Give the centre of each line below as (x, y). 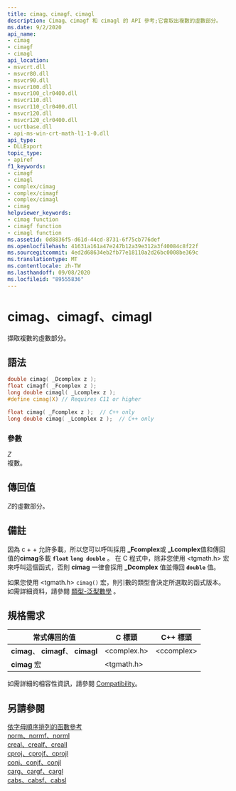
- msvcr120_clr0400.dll (43, 120)
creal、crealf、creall (37, 745)
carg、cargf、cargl (36, 772)
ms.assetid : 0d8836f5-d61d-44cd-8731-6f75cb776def (84, 240)
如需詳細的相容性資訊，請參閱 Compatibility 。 (74, 684)
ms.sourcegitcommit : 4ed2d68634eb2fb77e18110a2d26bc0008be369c (103, 253)
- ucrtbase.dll (30, 127)
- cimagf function (34, 226)
